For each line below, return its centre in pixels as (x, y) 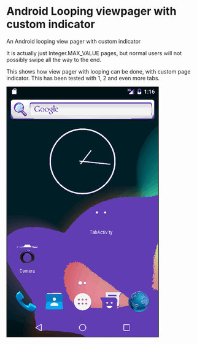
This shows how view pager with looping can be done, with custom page (99, 71)
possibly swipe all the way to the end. (54, 59)
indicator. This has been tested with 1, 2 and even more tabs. (83, 78)
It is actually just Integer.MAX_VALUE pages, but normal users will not (94, 53)
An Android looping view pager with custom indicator (74, 41)
